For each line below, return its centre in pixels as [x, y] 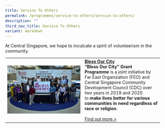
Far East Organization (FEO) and [117, 77]
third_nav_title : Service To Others [42, 26]
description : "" [22, 21]
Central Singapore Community [115, 82]
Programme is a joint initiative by [118, 72]
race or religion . [101, 108]
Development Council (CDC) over [118, 87]
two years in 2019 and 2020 [114, 93]
